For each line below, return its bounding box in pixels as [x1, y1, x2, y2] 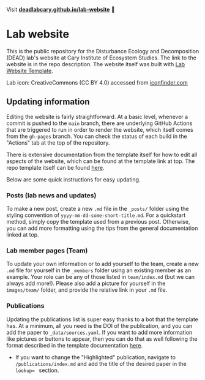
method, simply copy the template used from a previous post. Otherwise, [6, 218, 190, 226]
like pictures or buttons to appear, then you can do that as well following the [6, 335, 198, 343]
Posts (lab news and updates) [6, 191, 97, 199]
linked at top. [6, 231, 39, 238]
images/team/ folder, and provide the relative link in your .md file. [6, 286, 168, 294]
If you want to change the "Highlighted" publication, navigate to [15, 353, 176, 361]
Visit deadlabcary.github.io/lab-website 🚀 [6, 6, 115, 13]
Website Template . [6, 67, 53, 74]
